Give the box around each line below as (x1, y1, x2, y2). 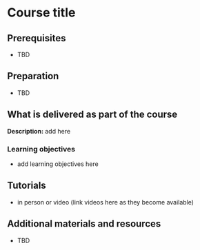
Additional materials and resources (7, 218, 161, 230)
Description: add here (7, 127, 71, 135)
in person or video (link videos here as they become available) (17, 198, 194, 206)
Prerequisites (7, 32, 66, 44)
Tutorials (7, 180, 46, 191)
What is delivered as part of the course (7, 109, 178, 121)
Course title (7, 5, 76, 21)
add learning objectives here (17, 160, 99, 168)
